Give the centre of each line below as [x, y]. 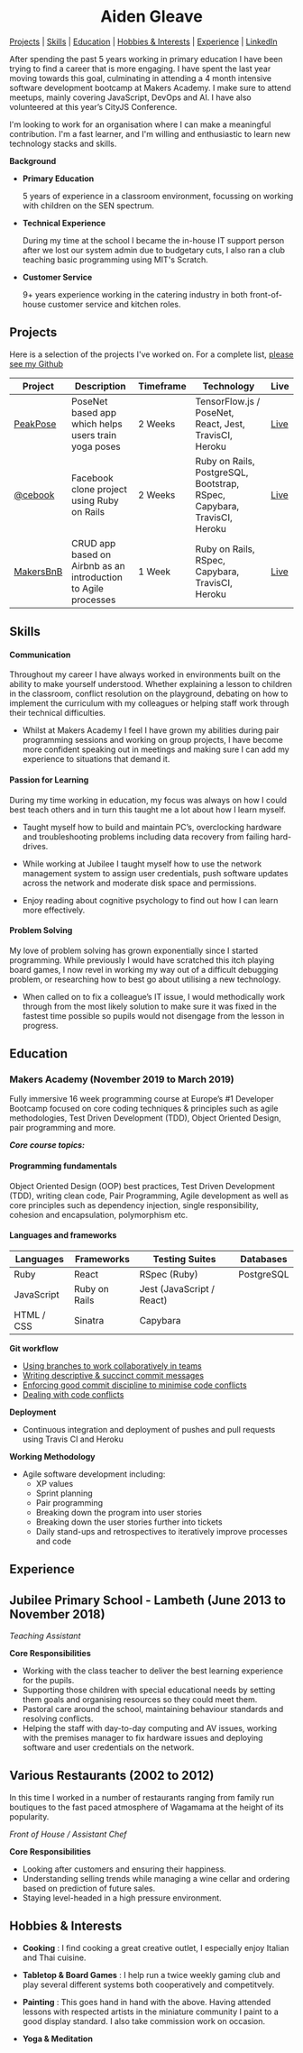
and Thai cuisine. [54, 1957]
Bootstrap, [217, 483]
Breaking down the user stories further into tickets [129, 1522]
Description [101, 386]
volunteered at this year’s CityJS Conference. [93, 106]
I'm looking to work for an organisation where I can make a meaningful [140, 124]
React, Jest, [220, 424]
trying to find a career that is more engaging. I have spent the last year [140, 69]
